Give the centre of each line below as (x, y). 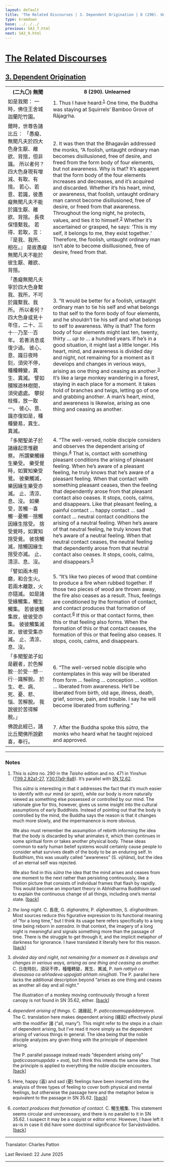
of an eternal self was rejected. (45, 863)
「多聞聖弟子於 (26, 441)
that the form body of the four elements (99, 175)
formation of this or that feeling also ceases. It (107, 634)
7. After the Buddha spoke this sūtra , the (100, 727)
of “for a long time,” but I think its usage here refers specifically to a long (88, 921)
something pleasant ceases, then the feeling (105, 485)
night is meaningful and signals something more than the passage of (83, 932)
